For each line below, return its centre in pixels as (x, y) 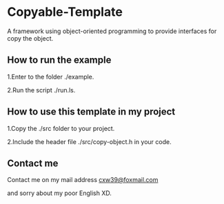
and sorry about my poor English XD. (59, 193)
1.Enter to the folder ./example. (51, 76)
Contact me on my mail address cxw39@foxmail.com (83, 180)
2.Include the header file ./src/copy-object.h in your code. (89, 141)
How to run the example (59, 60)
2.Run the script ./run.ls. (41, 90)
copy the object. (30, 38)
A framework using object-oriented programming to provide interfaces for (112, 31)
